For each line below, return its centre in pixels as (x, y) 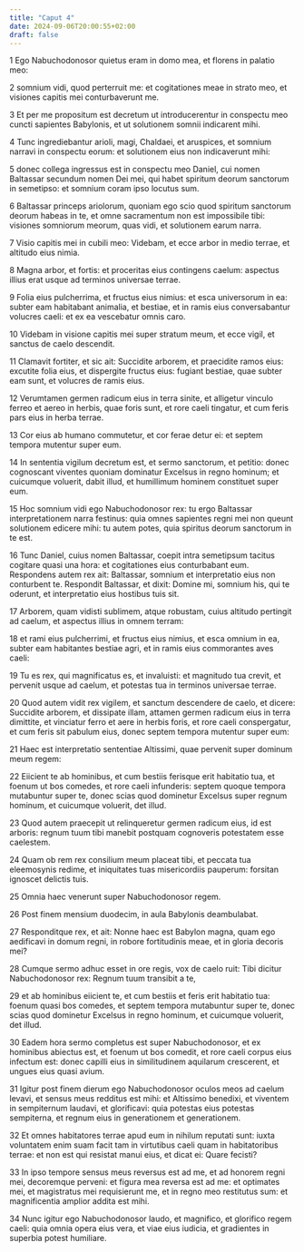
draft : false (34, 34)
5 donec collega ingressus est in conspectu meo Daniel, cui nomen (135, 170)
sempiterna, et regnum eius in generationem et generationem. (125, 1118)
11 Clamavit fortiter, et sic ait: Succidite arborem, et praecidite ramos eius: (147, 362)
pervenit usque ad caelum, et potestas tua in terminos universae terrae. (143, 685)
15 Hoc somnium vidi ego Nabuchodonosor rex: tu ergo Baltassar (131, 509)
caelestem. (30, 842)
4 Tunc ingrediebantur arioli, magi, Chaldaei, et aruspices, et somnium (141, 142)
